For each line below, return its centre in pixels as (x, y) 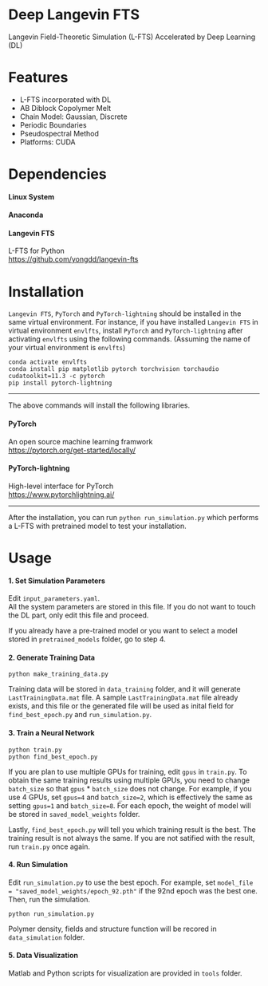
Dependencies (57, 174)
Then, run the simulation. (49, 899)
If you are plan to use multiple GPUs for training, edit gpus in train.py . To (128, 771)
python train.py (35, 750)
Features (38, 78)
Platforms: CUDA (47, 142)
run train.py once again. (49, 846)
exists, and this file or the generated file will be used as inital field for (121, 706)
